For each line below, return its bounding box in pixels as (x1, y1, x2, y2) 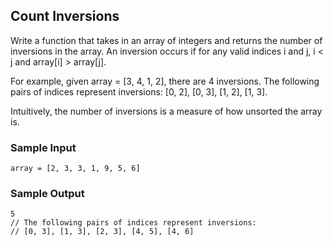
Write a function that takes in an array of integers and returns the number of (10, 34, 323, 46)
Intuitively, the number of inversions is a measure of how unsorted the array (10, 105, 323, 117)
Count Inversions (10, 8, 120, 25)
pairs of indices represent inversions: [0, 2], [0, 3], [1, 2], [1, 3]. (10, 85, 268, 98)
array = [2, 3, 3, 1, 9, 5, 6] (10, 164, 141, 174)
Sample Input (10, 140, 77, 154)
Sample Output (10, 187, 85, 201)
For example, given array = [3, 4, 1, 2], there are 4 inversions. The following (10, 75, 320, 87)
